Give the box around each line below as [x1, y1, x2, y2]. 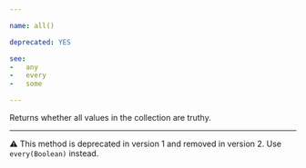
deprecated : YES [9, 37, 71, 46]
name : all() [9, 21, 55, 30]
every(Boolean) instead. [9, 148, 99, 159]
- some [9, 79, 43, 89]
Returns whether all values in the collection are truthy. [9, 113, 211, 123]
